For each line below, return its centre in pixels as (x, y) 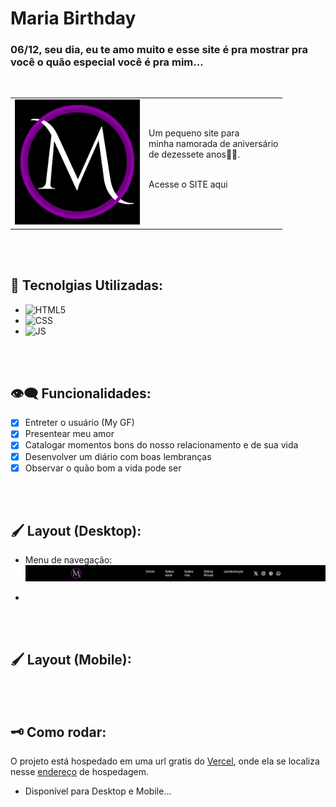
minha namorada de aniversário (213, 144)
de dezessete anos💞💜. (194, 154)
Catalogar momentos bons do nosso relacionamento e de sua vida (161, 445)
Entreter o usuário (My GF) (79, 423)
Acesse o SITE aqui (188, 184)
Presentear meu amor (69, 434)
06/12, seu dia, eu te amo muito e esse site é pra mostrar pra (159, 50)
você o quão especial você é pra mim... (107, 62)
